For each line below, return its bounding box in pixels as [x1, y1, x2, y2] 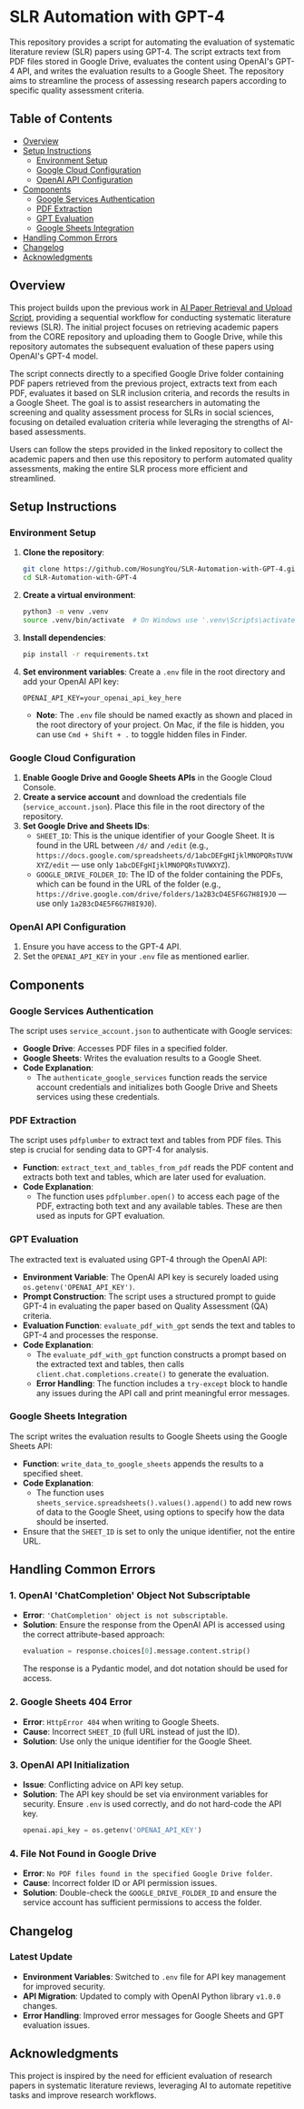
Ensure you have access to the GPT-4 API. [22, 941, 181, 952]
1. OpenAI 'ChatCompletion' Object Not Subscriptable [9, 1589, 251, 1602]
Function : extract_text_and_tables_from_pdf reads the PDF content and [22, 1162, 294, 1173]
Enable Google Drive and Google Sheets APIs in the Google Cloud [22, 772, 272, 783]
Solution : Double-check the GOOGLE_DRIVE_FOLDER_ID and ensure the [22, 1887, 277, 1899]
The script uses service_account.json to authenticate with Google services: [9, 1025, 293, 1036]
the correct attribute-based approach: [22, 1629, 165, 1640]
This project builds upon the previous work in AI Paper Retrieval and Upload [9, 302, 293, 313]
